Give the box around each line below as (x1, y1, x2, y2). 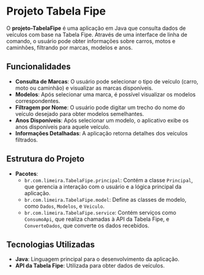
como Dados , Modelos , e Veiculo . (24, 202, 105, 210)
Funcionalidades (6, 62, 71, 72)
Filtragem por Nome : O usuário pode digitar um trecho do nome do (15, 104, 185, 111)
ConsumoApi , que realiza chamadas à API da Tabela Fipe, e (24, 215, 170, 223)
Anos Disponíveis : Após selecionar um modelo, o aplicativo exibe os (15, 116, 189, 124)
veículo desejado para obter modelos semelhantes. (15, 110, 145, 117)
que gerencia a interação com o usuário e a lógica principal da (24, 183, 182, 190)
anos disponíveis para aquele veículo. (15, 123, 111, 130)
